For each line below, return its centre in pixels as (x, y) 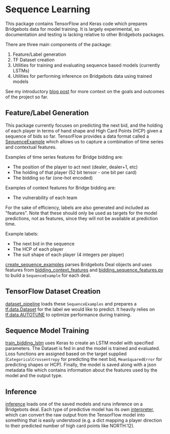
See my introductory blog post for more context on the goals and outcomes (85, 91)
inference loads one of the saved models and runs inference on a (74, 404)
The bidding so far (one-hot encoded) (53, 178)
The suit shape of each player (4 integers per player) (68, 254)
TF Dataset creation (34, 59)
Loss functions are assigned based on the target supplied (66, 354)
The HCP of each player (38, 249)
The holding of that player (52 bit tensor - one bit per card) (75, 172)
